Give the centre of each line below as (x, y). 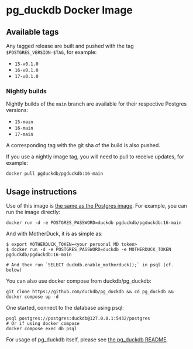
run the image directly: (33, 212)
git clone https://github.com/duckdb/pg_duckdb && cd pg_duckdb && (90, 292)
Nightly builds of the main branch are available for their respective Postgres (96, 104)
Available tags (32, 32)
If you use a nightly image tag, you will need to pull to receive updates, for (95, 157)
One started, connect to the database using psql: (65, 308)
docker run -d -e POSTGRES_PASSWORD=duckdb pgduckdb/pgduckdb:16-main (94, 223)
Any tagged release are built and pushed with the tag (70, 46)
